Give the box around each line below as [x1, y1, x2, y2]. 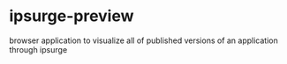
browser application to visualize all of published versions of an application [9, 35, 278, 46]
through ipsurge [9, 44, 68, 54]
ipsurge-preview [9, 6, 134, 26]
